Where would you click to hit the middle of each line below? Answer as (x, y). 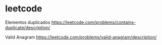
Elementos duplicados (28, 22)
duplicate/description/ (28, 27)
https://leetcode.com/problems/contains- (94, 22)
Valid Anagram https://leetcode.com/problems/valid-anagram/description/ (81, 37)
